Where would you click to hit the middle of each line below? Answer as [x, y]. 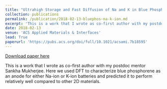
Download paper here [27, 56]
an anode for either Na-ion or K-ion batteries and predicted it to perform [79, 76]
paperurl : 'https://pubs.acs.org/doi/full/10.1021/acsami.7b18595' [77, 42]
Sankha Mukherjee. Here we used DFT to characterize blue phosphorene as [83, 71]
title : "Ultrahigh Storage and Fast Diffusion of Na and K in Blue [77, 10]
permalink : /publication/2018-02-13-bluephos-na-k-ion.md [66, 19]
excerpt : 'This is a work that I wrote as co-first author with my [77, 23]
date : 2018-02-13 [23, 28]
